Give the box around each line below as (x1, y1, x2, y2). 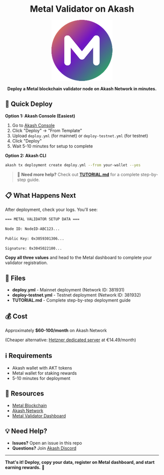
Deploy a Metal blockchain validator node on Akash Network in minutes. (7, 85, 157, 91)
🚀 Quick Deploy (5, 100, 53, 108)
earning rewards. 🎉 (5, 464, 45, 470)
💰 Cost (5, 312, 28, 320)
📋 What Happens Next (5, 191, 76, 200)
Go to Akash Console (12, 122, 55, 128)
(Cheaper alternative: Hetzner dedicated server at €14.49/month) (5, 337, 137, 343)
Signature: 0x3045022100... (5, 246, 62, 251)
